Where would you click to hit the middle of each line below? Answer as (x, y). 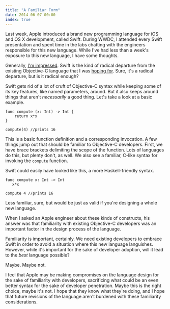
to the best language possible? (37, 255)
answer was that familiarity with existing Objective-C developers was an (81, 224)
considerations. (22, 302)
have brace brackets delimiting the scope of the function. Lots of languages (85, 150)
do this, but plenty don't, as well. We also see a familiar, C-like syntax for (81, 156)
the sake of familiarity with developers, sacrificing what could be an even (82, 280)
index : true (18, 19)
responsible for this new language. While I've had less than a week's (77, 50)
